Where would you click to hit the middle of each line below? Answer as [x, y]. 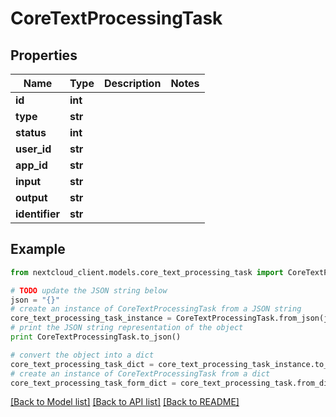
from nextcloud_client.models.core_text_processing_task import [147, 272]
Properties [44, 55]
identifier [37, 214]
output [31, 197]
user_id [33, 149]
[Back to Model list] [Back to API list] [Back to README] [125, 402]
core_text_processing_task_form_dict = [93, 383]
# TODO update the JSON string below [89, 290]
